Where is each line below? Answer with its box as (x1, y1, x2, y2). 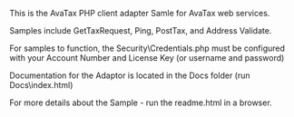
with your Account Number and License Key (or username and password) (9, 53, 285, 63)
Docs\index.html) (9, 80, 73, 90)
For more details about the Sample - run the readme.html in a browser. (9, 97, 272, 108)
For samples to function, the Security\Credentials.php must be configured (9, 43, 286, 54)
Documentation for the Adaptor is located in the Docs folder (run (9, 70, 251, 81)
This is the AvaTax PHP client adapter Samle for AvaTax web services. (9, 8, 270, 18)
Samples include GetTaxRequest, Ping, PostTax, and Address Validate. (9, 25, 272, 35)
